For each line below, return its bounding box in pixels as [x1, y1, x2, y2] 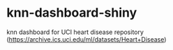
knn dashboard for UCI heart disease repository [6, 28, 144, 36]
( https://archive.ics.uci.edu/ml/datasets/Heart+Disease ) [6, 35, 167, 43]
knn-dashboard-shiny [6, 5, 137, 21]
